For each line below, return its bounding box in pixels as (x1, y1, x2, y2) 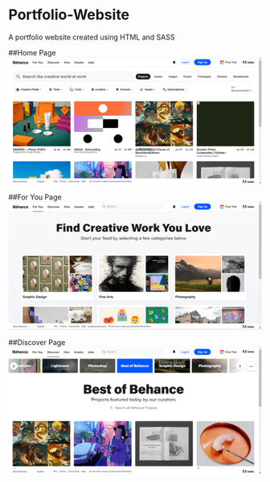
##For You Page (8, 192, 62, 202)
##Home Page (8, 47, 56, 57)
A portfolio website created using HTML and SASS (8, 32, 175, 42)
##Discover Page (8, 337, 66, 347)
